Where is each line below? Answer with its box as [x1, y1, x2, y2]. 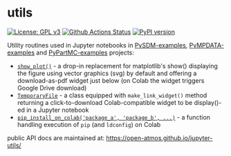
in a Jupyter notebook [26, 106, 89, 114]
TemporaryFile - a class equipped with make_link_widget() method [17, 91, 207, 99]
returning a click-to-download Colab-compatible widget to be [17, 98, 193, 106]
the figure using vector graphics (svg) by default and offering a [17, 69, 197, 77]
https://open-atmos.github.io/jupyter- [106, 133, 213, 142]
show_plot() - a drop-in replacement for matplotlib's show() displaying [17, 61, 218, 70]
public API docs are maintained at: [7, 133, 105, 142]
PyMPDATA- [189, 41, 225, 49]
